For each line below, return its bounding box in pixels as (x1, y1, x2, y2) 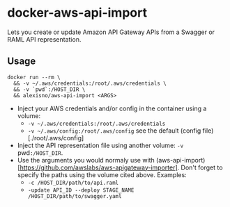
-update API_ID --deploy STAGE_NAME (27, 186, 135, 194)
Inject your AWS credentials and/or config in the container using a (17, 104, 207, 113)
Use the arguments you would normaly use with (17, 156, 155, 164)
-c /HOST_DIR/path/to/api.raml (27, 179, 119, 186)
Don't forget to (181, 163, 223, 172)
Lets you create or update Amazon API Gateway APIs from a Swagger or (7, 28, 215, 36)
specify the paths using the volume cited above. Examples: (17, 170, 187, 179)
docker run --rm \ (7, 74, 61, 81)
